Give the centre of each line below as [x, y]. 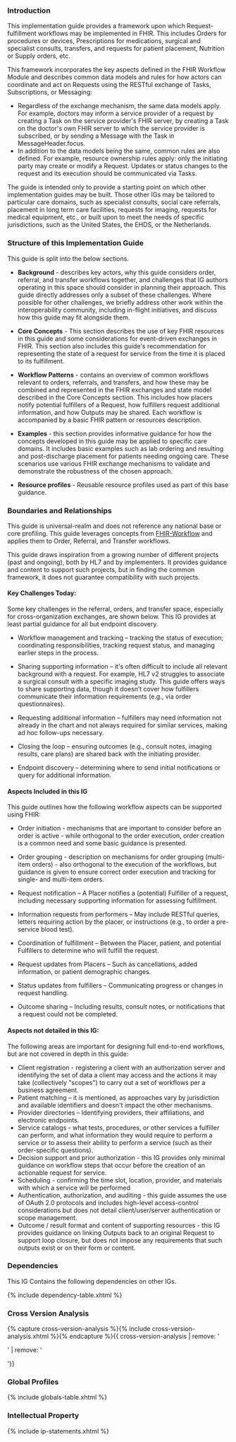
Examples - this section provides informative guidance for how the [114, 433]
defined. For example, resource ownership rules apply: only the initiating [122, 158]
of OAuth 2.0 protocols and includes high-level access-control [108, 1202]
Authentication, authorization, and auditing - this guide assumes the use [122, 1195]
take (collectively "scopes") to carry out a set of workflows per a [111, 1082]
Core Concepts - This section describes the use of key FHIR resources [120, 331]
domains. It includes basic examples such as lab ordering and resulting [120, 448]
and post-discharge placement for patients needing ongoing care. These [123, 456]
